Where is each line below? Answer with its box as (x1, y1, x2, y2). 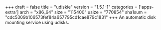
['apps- (139, 4, 154, 10)
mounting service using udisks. (5, 19, 69, 25)
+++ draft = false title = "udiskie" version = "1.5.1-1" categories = (5, 4, 138, 10)
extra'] (5, 9, 19, 15)
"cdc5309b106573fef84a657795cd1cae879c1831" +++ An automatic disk (5, 15, 156, 20)
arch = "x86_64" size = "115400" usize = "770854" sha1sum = (19, 9, 147, 15)
